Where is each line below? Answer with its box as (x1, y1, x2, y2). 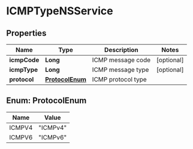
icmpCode (9, 56, 40, 64)
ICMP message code (92, 56, 151, 64)
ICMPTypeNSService (6, 4, 113, 18)
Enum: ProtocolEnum (6, 96, 87, 106)
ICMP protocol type (92, 75, 147, 83)
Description (104, 46, 139, 54)
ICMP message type (92, 66, 149, 74)
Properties (6, 28, 47, 38)
